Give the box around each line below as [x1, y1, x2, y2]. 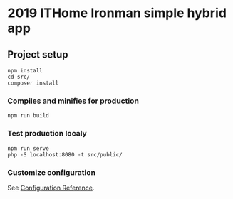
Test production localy [7, 129, 87, 139]
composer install [7, 80, 59, 87]
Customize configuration [7, 167, 96, 177]
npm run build [7, 112, 50, 119]
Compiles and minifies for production [7, 96, 139, 106]
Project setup [7, 48, 69, 60]
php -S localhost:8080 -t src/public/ [7, 151, 123, 158]
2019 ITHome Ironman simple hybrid [7, 5, 227, 21]
